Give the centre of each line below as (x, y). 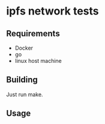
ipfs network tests (52, 11)
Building (22, 80)
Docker (24, 48)
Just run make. (25, 94)
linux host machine (38, 61)
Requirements (33, 34)
